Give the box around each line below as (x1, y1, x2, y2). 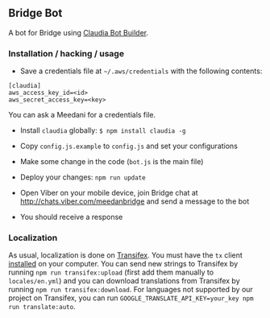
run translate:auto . (8, 302, 76, 312)
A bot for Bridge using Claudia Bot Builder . (8, 27, 149, 37)
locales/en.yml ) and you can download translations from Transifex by (8, 276, 240, 286)
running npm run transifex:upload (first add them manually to (8, 267, 214, 277)
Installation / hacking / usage (8, 47, 125, 59)
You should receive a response (19, 213, 123, 222)
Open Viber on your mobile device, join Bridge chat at (19, 188, 199, 198)
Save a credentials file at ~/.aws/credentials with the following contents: (19, 66, 263, 76)
